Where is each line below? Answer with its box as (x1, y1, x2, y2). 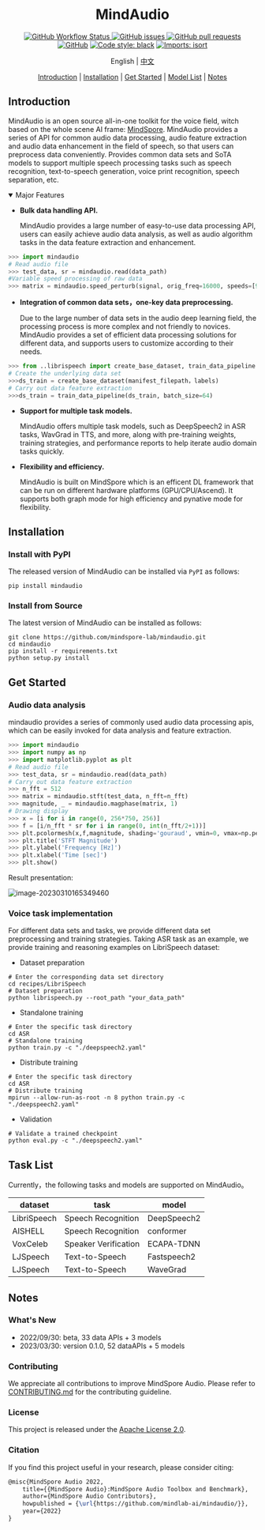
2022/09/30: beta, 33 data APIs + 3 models (19, 1332, 162, 1342)
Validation (19, 1114, 53, 1124)
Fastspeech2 (147, 1251, 196, 1262)
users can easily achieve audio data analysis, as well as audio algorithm (19, 229, 253, 239)
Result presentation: (8, 873, 73, 883)
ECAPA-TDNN (147, 1238, 201, 1249)
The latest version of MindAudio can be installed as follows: (8, 618, 203, 627)
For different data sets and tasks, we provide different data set (8, 926, 211, 936)
